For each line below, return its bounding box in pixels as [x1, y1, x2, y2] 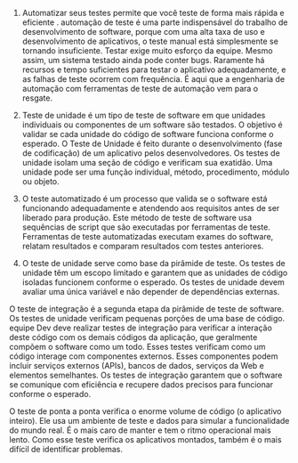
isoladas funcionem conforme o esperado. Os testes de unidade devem [21, 277, 285, 288]
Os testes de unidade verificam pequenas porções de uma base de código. [9, 313, 286, 323]
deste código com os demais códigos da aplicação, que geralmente [9, 332, 258, 342]
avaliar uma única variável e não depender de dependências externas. [21, 287, 280, 296]
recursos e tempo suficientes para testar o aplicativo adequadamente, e [21, 64, 286, 75]
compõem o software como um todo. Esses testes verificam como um [9, 342, 266, 352]
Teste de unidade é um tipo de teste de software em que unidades [21, 110, 266, 120]
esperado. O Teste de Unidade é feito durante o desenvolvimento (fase [21, 138, 283, 149]
